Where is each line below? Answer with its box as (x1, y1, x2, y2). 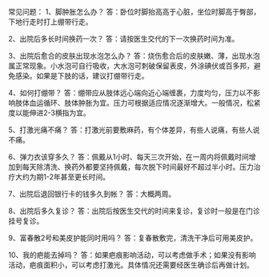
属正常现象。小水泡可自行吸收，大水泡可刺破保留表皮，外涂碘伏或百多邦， (8, 61, 254, 70)
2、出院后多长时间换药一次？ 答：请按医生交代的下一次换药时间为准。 (8, 34, 239, 43)
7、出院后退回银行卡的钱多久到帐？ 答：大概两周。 (8, 189, 176, 199)
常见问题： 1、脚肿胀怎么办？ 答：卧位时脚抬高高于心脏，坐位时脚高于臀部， (8, 7, 261, 16)
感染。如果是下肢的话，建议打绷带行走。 (14, 71, 149, 80)
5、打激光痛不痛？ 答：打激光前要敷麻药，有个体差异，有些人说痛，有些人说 (8, 125, 260, 134)
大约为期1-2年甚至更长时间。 (14, 172, 110, 182)
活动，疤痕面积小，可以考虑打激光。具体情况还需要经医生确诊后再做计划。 (8, 260, 254, 270)
